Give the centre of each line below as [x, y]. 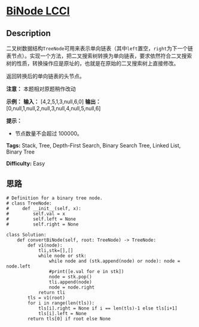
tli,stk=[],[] [56, 250]
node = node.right [72, 287]
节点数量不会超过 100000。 [48, 133]
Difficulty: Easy [26, 163]
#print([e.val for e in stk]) [86, 271]
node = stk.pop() [71, 277]
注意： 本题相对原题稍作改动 [41, 89]
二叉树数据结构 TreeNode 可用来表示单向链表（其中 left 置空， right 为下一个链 [99, 48]
